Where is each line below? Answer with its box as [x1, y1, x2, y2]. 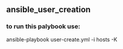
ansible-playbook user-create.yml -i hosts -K [6, 35, 118, 43]
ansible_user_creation [6, 5, 91, 15]
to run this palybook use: [6, 22, 81, 31]
